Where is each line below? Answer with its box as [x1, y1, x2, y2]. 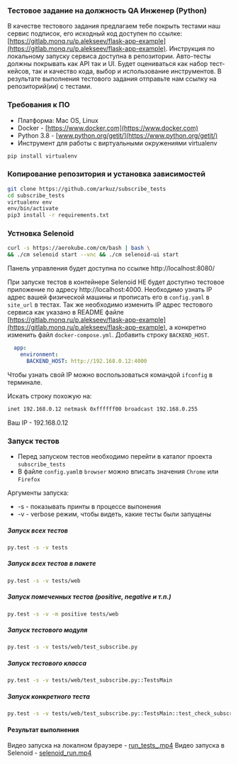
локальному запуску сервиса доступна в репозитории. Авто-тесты [7, 52, 211, 60]
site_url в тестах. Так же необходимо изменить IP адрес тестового [7, 300, 213, 309]
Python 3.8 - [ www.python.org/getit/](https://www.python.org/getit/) [17, 131, 218, 140]
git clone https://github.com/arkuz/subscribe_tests [7, 185, 166, 192]
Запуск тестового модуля [7, 626, 88, 634]
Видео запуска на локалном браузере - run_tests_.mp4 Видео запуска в [7, 741, 225, 750]
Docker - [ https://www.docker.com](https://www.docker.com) [17, 124, 198, 132]
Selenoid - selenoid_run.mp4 [7, 748, 92, 758]
